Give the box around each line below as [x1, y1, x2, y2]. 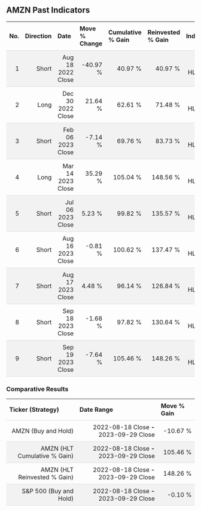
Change [80, 39, 103, 47]
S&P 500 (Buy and [22, 487, 74, 495]
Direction [25, 32, 52, 40]
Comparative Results [6, 385, 69, 393]
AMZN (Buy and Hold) [11, 427, 74, 435]
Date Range [79, 406, 114, 414]
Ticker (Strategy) [9, 406, 60, 414]
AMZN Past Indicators [6, 5, 90, 16]
